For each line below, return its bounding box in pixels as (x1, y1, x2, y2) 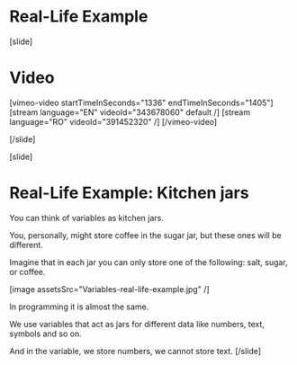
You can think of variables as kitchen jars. (9, 212, 164, 223)
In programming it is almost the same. (9, 301, 149, 312)
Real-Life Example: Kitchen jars (9, 182, 249, 203)
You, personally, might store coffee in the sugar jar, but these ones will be (9, 229, 282, 240)
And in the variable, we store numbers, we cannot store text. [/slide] (9, 345, 262, 356)
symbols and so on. (9, 328, 83, 339)
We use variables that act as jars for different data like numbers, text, (9, 318, 265, 329)
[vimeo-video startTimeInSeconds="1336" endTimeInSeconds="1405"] (9, 97, 274, 108)
